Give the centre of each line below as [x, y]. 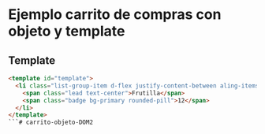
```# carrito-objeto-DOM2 [50, 123]
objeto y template [67, 31]
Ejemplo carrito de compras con [115, 15]
